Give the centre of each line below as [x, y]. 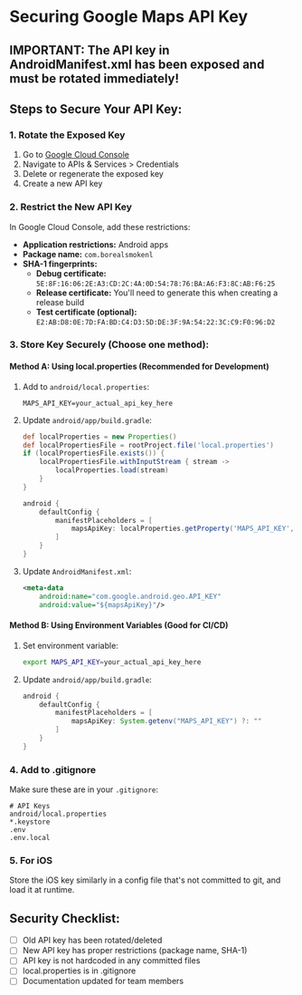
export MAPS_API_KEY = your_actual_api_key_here [112, 662]
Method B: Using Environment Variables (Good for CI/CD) [119, 625]
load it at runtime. [42, 890]
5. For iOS [31, 860]
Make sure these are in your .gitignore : [84, 789]
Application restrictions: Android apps [95, 244]
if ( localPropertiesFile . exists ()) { [94, 454]
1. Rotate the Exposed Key [67, 135]
